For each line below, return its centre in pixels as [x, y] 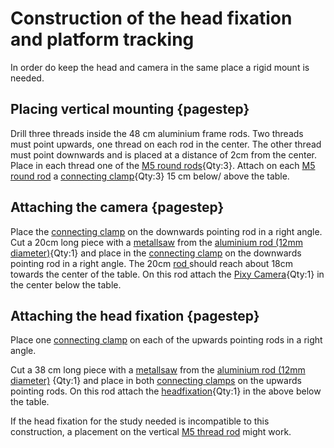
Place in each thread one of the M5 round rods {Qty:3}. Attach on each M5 [163, 165]
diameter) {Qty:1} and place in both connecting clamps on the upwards [156, 381]
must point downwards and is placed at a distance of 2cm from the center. [164, 154]
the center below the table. [66, 284]
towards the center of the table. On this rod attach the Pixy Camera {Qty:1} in [167, 274]
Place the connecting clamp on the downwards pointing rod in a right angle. [166, 231]
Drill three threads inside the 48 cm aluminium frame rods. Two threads [157, 133]
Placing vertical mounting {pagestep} [130, 109]
